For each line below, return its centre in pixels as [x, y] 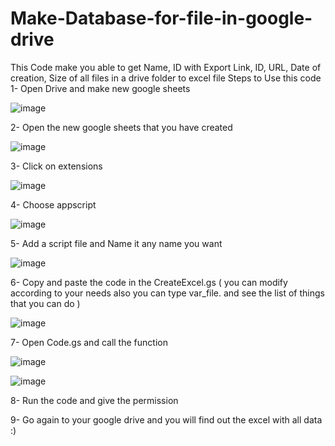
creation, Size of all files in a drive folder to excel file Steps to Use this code [166, 78]
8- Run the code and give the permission [94, 400]
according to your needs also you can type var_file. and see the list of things [167, 293]
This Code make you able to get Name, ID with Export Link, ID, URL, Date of [166, 67]
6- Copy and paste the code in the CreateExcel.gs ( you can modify [149, 282]
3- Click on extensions [56, 166]
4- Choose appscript [53, 204]
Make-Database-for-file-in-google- [161, 18]
